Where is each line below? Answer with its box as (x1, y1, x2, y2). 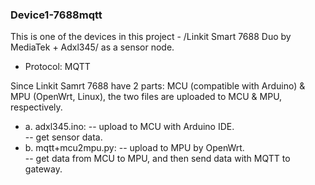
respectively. (10, 101, 63, 113)
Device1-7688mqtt (10, 8, 103, 22)
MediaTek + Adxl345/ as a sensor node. (10, 41, 175, 53)
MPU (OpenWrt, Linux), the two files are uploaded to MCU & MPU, (10, 91, 283, 103)
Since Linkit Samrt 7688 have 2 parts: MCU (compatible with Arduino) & (10, 80, 306, 92)
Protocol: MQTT (24, 61, 91, 73)
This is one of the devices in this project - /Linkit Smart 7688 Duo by (10, 31, 292, 43)
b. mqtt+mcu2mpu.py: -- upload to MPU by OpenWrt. (24, 142, 245, 154)
